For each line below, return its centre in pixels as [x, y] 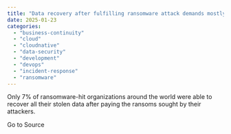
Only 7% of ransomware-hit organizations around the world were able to [110, 97]
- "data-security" [40, 52]
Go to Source [26, 125]
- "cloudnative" [36, 45]
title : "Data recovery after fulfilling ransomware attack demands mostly [117, 13]
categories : [24, 26]
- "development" [36, 58]
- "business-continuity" [49, 33]
